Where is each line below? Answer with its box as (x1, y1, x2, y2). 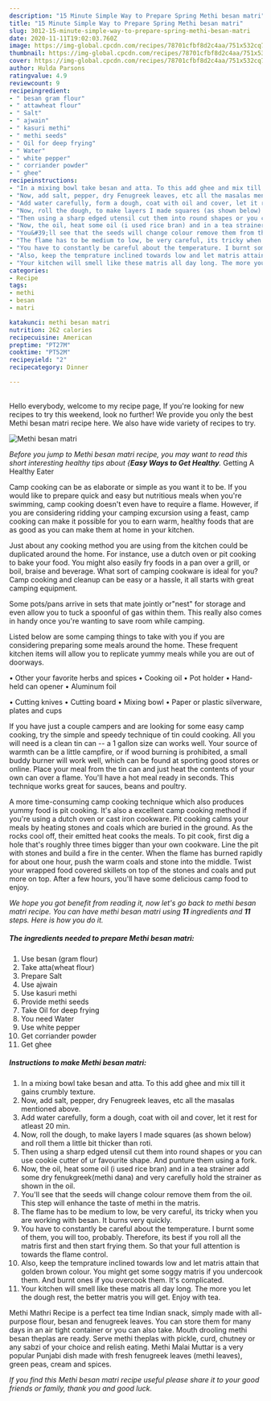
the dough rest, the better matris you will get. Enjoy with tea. (20, 1292, 221, 1302)
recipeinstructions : (9, 176, 79, 185)
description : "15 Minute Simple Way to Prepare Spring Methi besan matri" (9, 11, 265, 20)
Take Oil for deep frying (20, 1005, 100, 1015)
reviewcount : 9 (9, 79, 60, 87)
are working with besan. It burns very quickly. (20, 1215, 172, 1225)
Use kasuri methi (20, 988, 77, 997)
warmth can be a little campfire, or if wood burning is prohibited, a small (9, 747, 248, 756)
